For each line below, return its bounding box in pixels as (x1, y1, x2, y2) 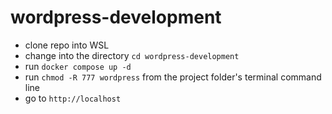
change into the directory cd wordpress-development (24, 49, 240, 61)
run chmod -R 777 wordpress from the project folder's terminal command (24, 71, 322, 83)
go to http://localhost (24, 92, 122, 104)
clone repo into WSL (24, 39, 110, 51)
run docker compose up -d (24, 60, 132, 72)
